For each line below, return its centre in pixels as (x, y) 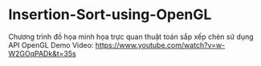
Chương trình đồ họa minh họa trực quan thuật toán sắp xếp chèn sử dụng (131, 37)
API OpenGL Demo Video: (51, 45)
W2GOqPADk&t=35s (42, 53)
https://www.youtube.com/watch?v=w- (160, 45)
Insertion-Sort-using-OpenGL (110, 15)
